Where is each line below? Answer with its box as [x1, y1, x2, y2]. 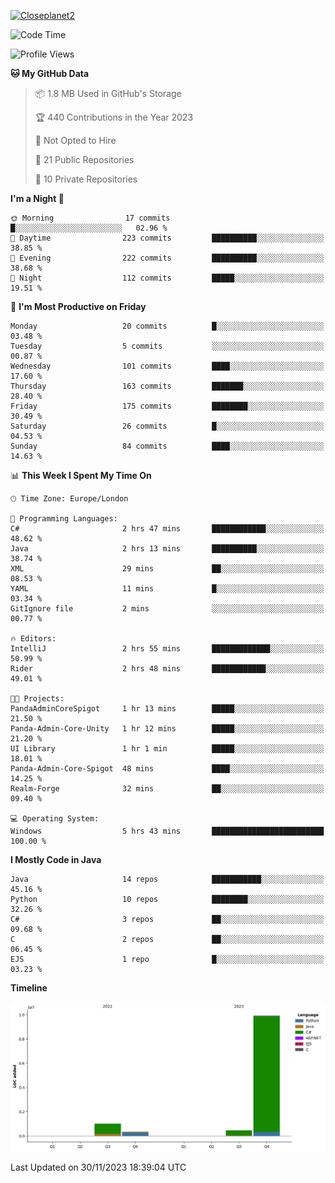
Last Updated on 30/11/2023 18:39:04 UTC [10, 1161, 187, 1173]
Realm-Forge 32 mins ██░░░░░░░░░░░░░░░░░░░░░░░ [10, 784, 325, 794]
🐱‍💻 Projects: [10, 694, 65, 704]
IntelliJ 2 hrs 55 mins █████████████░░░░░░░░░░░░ [10, 644, 325, 654]
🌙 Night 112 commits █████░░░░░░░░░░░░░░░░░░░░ [10, 273, 325, 283]
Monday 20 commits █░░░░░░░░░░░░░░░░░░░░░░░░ [10, 321, 325, 331]
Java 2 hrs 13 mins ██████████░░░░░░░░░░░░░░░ [10, 544, 325, 554]
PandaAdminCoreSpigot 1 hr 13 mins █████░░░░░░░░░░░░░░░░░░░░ [10, 704, 325, 714]
